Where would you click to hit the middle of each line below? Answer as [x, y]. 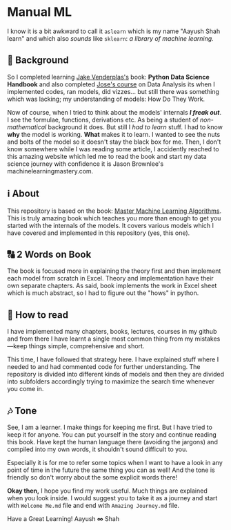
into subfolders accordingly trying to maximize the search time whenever [111, 381]
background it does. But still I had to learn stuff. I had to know [135, 127]
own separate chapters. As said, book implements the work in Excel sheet [112, 286]
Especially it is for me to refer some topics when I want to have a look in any [115, 463]
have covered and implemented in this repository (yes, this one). [99, 233]
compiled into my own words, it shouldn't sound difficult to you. [98, 449]
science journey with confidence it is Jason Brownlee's [86, 164]
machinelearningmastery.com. [50, 171]
